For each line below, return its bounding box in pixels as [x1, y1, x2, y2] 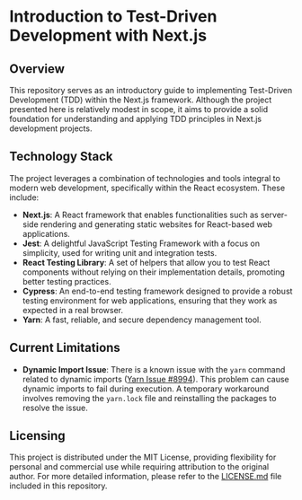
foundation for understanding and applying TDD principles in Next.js [9, 114, 262, 124]
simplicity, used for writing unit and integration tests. [22, 247, 218, 258]
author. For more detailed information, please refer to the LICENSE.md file [9, 471, 282, 482]
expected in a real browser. [22, 304, 124, 315]
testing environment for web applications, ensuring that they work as [22, 294, 278, 306]
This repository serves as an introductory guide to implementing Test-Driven [9, 85, 293, 95]
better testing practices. [22, 276, 111, 286]
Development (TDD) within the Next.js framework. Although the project [9, 94, 272, 105]
